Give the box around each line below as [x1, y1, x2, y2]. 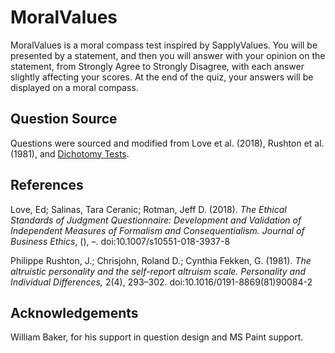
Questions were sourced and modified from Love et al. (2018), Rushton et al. [10, 137, 325, 149]
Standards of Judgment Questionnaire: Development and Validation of [10, 214, 302, 226]
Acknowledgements [10, 304, 139, 321]
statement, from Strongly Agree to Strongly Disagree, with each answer [10, 60, 305, 72]
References [10, 177, 84, 194]
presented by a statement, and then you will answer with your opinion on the [10, 49, 326, 61]
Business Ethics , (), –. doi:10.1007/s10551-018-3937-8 [10, 235, 231, 247]
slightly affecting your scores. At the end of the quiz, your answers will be [10, 71, 314, 83]
